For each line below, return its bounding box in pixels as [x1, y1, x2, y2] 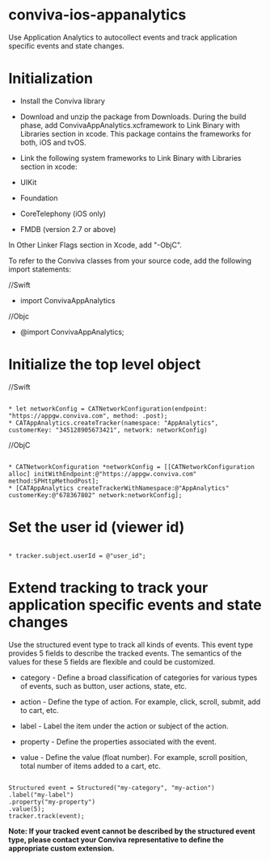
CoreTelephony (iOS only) [19, 209, 107, 218]
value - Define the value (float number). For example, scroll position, [19, 752, 248, 762]
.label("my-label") [8, 791, 74, 799]
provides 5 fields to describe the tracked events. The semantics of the [8, 648, 243, 658]
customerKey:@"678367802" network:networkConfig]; [8, 491, 183, 499]
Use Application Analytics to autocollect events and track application [8, 32, 238, 42]
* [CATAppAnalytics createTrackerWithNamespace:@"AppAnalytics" [8, 483, 230, 492]
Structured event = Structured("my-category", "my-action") [8, 783, 216, 791]
